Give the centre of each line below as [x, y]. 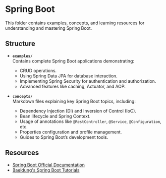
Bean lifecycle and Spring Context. [55, 116]
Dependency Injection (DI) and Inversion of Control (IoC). [78, 111]
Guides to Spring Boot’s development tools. [64, 137]
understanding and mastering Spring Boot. [49, 28]
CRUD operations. [38, 70]
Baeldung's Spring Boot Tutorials [46, 170]
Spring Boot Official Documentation [49, 165]
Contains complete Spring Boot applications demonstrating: [73, 61]
